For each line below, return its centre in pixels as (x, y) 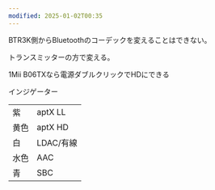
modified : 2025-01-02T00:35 (56, 16)
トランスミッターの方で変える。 (61, 57)
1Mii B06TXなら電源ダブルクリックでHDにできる (89, 74)
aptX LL (51, 112)
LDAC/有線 (57, 142)
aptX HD (53, 127)
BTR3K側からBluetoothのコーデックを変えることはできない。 (110, 40)
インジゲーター (33, 91)
